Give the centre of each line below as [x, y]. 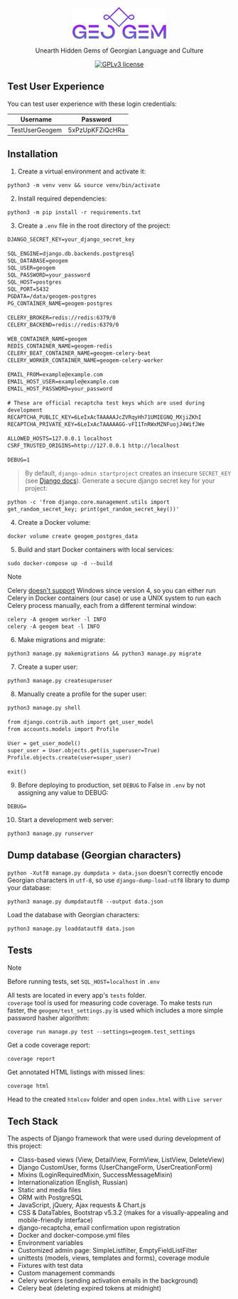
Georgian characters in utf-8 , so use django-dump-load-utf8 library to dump [118, 880]
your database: [29, 887]
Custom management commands [66, 1273]
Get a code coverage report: [49, 1044]
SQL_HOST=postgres [34, 282]
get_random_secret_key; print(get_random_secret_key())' [93, 509]
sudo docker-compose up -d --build [60, 563]
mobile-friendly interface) [55, 1220]
